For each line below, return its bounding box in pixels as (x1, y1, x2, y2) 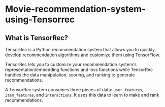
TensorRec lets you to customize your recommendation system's (5, 62, 137, 67)
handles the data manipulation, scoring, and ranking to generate (5, 72, 135, 77)
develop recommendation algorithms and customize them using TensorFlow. (5, 52, 160, 58)
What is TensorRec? (5, 34, 68, 42)
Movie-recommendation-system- (5, 3, 146, 15)
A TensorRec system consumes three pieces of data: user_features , (5, 87, 144, 92)
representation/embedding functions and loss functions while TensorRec (5, 67, 153, 72)
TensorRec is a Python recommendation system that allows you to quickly (5, 47, 155, 52)
